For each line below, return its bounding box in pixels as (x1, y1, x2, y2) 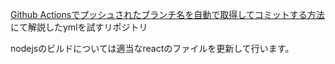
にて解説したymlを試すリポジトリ (10, 21, 148, 33)
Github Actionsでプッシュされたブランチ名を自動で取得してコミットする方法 (10, 9, 325, 20)
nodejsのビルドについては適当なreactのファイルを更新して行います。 (10, 43, 295, 54)
